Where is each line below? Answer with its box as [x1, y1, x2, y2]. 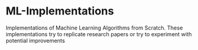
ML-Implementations [5, 4, 114, 18]
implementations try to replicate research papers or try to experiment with [5, 30, 192, 37]
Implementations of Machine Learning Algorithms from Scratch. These [5, 24, 183, 31]
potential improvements [5, 37, 65, 44]
